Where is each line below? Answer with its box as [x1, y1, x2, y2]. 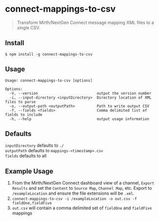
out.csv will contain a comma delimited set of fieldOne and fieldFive [12, 205, 152, 211]
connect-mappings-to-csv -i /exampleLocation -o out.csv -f [12, 197, 137, 201]
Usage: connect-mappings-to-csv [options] [5, 78, 93, 83]
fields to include [5, 112, 42, 117]
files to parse [5, 99, 36, 104]
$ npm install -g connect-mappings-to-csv [5, 52, 93, 57]
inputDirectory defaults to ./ [5, 142, 64, 148]
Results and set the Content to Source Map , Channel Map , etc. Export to [12, 185, 152, 191]
